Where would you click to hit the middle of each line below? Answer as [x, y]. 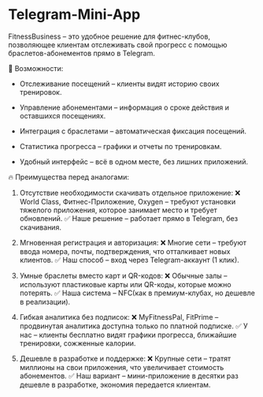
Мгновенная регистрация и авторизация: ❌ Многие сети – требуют [133, 242]
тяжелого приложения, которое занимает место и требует [119, 210]
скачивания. [40, 227]
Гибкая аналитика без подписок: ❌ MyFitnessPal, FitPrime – [119, 316]
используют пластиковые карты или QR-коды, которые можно [125, 284]
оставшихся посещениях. [63, 115]
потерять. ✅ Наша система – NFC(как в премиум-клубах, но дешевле [137, 293]
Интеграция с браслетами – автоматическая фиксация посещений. [133, 131]
